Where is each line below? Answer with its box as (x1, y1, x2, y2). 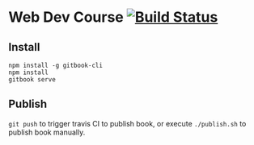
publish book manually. (8, 127, 86, 137)
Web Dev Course (8, 8, 124, 27)
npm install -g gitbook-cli (8, 61, 104, 69)
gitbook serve (8, 76, 57, 84)
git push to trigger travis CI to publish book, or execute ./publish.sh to (8, 118, 247, 128)
